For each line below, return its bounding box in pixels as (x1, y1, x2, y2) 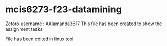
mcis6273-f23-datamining (5, 4, 122, 15)
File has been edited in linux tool (5, 36, 74, 42)
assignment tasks (5, 26, 43, 32)
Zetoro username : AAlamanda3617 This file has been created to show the (5, 20, 162, 27)
